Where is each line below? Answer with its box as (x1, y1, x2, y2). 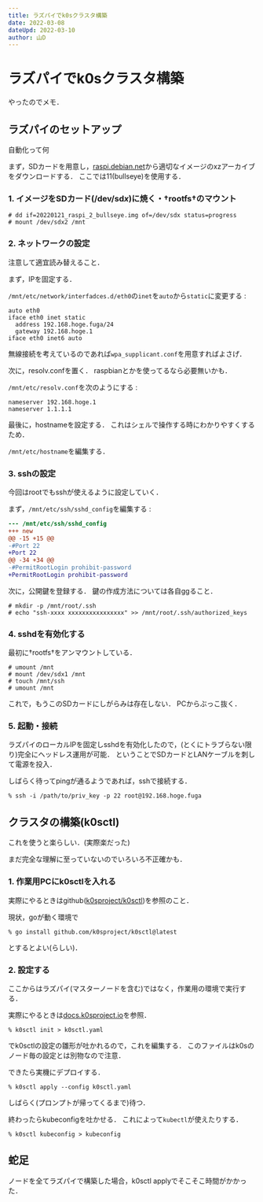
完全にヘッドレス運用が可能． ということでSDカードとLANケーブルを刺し (17, 749, 255, 760)
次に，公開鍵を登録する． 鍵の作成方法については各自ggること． (8, 586, 217, 595)
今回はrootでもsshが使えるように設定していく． (8, 487, 163, 497)
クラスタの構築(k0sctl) (8, 816, 120, 829)
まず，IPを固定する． (8, 274, 77, 283)
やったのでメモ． (8, 98, 64, 107)
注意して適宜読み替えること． (8, 257, 104, 267)
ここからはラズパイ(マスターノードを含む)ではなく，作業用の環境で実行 (8, 983, 239, 993)
